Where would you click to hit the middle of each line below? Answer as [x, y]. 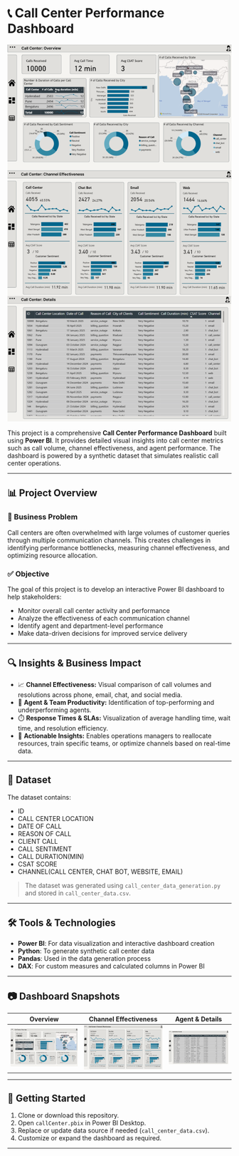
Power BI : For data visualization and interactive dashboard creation [116, 944]
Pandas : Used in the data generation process [84, 959]
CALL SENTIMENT [45, 849]
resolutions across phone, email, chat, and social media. [100, 695]
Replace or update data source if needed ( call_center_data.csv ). [113, 1130]
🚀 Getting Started [47, 1098]
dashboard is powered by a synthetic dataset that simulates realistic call [113, 455]
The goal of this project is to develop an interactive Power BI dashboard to [116, 589]
